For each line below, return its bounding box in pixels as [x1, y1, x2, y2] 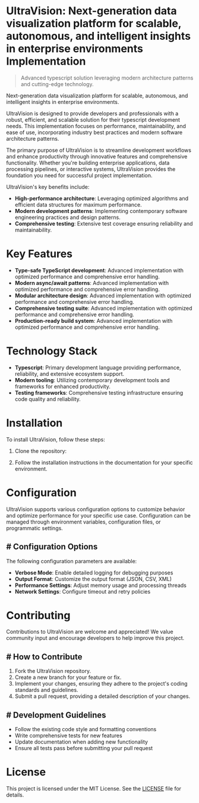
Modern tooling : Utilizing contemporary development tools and [14, 376, 170, 383]
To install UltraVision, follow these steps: [6, 436, 106, 443]
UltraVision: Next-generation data [6, 4, 177, 18]
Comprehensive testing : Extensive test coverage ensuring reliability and [14, 220, 193, 227]
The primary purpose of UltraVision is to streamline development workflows [6, 147, 192, 154]
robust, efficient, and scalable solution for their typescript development [6, 116, 180, 123]
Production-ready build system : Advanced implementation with [14, 317, 173, 324]
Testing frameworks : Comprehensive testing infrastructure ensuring [14, 389, 184, 396]
